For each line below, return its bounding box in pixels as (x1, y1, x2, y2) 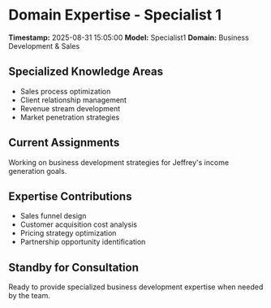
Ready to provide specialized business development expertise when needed (8, 282, 264, 292)
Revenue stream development (19, 103, 121, 113)
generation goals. (8, 166, 67, 176)
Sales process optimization (19, 86, 111, 96)
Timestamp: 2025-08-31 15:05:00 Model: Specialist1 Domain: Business (8, 33, 249, 42)
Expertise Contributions (8, 189, 132, 203)
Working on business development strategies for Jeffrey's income (8, 157, 230, 167)
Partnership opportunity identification (19, 237, 146, 247)
